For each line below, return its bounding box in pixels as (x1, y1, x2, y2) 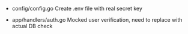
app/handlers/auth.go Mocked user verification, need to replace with (11, 16, 183, 23)
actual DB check (11, 23, 53, 29)
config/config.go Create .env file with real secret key (11, 5, 143, 12)
